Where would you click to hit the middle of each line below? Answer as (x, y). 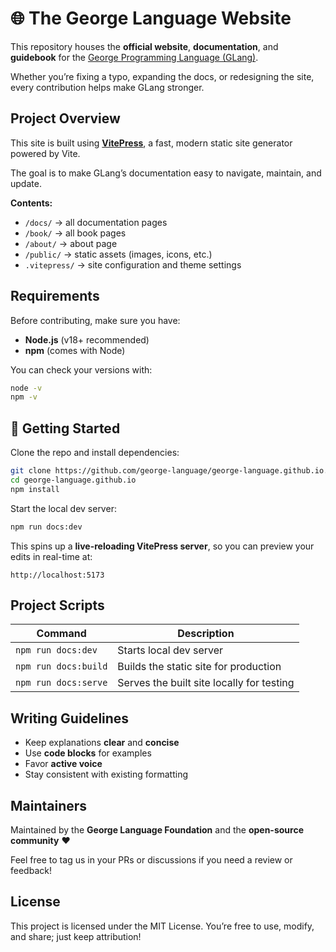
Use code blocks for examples (88, 753)
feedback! (31, 871)
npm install (35, 489)
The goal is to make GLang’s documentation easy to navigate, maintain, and (166, 173)
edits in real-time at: (51, 556)
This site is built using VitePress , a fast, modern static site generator (151, 143)
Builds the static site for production (199, 667)
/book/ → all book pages (75, 233)
